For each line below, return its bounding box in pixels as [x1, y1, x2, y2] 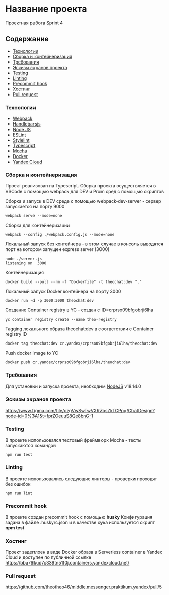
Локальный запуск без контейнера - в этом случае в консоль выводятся [5, 241, 163, 247]
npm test [5, 524, 24, 531]
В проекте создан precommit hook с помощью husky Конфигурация [5, 514, 153, 520]
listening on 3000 [5, 261, 47, 266]
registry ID [5, 331, 27, 337]
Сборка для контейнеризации [5, 222, 70, 229]
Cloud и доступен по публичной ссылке [5, 554, 91, 560]
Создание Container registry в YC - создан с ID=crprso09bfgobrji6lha [5, 307, 153, 313]
